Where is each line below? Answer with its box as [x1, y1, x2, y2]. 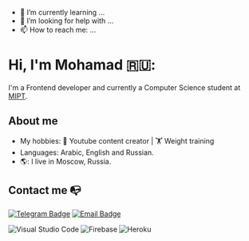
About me [8, 114, 58, 128]
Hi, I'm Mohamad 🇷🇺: [8, 56, 156, 74]
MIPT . [8, 91, 28, 101]
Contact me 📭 [8, 184, 81, 197]
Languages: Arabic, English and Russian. [19, 148, 154, 157]
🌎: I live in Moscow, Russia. [19, 156, 112, 166]
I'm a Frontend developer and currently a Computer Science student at [8, 82, 241, 92]
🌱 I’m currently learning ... [19, 8, 105, 17]
